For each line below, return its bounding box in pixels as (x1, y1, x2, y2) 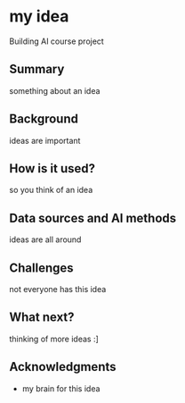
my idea (9, 6, 69, 27)
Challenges (9, 260, 74, 275)
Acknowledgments (9, 359, 117, 374)
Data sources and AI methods (9, 210, 177, 225)
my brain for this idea (21, 382, 101, 394)
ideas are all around (9, 234, 82, 245)
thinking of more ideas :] (9, 333, 100, 344)
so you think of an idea (9, 185, 93, 196)
